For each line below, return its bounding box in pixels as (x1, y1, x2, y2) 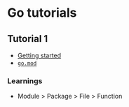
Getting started (17, 51, 62, 59)
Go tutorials (7, 5, 77, 21)
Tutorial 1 (7, 33, 48, 45)
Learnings (7, 76, 43, 85)
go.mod (17, 60, 37, 67)
